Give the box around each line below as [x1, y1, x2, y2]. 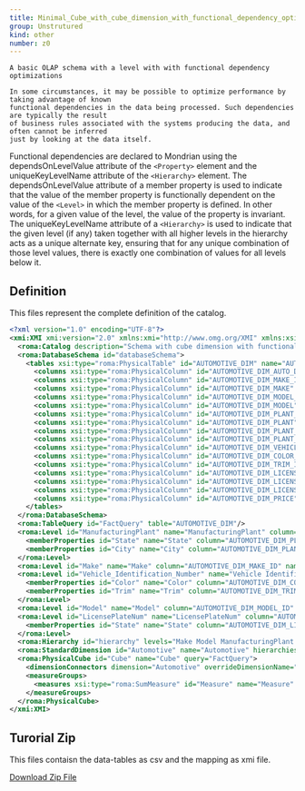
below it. [9, 257, 42, 268]
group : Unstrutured [9, 22, 84, 31]
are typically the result [9, 111, 107, 121]
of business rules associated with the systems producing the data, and [9, 119, 290, 128]
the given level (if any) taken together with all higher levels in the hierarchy [9, 228, 289, 239]
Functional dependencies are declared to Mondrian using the [9, 151, 238, 162]
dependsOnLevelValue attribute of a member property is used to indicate [9, 180, 283, 191]
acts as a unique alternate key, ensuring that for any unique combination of [9, 238, 290, 249]
